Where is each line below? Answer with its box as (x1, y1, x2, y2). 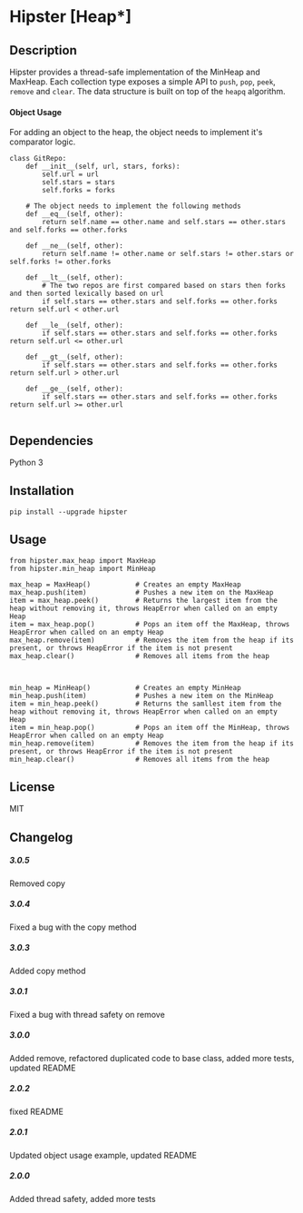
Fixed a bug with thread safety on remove (9, 1009, 165, 1020)
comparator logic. (9, 136, 76, 147)
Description (9, 43, 77, 58)
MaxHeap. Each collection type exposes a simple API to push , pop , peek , (9, 76, 277, 87)
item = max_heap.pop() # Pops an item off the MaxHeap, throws (9, 619, 290, 628)
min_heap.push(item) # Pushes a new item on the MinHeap (9, 691, 274, 700)
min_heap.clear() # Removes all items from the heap (9, 754, 270, 764)
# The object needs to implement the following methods (25, 202, 242, 211)
